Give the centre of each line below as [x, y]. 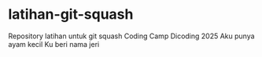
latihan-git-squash [71, 14]
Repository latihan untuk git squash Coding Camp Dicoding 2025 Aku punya [131, 36]
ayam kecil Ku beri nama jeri [54, 44]
